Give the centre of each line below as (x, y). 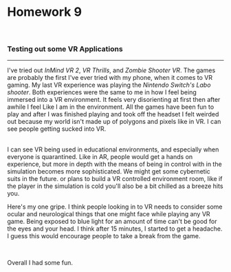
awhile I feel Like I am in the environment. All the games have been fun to (111, 107)
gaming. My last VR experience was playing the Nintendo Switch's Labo (109, 85)
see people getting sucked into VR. (57, 129)
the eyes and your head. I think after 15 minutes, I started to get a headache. (115, 229)
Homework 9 (45, 12)
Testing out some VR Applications (65, 49)
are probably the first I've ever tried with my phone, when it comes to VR (110, 78)
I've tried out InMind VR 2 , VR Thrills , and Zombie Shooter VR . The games (111, 70)
